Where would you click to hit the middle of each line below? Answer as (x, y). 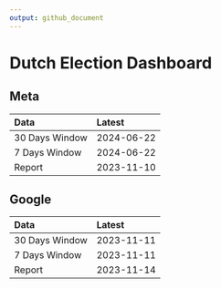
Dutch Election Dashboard (111, 62)
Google (31, 200)
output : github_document (57, 18)
